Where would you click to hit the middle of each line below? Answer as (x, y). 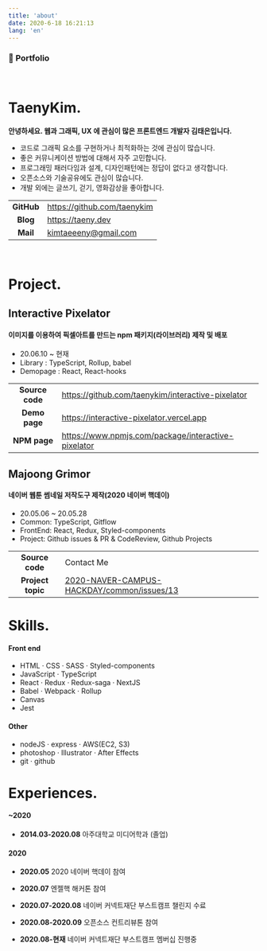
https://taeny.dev (79, 220)
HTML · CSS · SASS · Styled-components (87, 666)
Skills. (29, 626)
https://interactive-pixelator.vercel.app (134, 418)
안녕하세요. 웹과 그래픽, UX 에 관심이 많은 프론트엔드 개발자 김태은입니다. (120, 131)
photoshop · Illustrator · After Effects (79, 752)
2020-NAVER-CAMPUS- (113, 580)
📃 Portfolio (29, 58)
